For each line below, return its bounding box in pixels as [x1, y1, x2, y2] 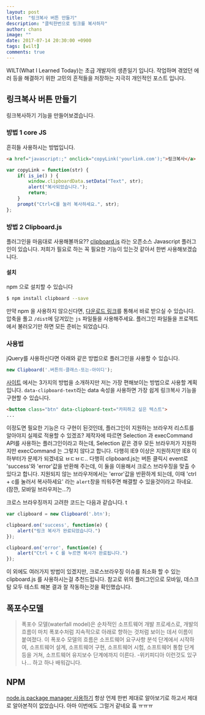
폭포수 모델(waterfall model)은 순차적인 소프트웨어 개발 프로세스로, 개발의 [21, 620, 199, 628]
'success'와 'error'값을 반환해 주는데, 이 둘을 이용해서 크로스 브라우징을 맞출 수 [6, 462, 196, 470]
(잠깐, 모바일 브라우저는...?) [6, 486, 72, 493]
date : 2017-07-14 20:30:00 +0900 [6, 38, 92, 44]
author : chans [6, 26, 43, 33]
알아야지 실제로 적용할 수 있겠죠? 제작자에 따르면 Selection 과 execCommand [6, 432, 193, 440]
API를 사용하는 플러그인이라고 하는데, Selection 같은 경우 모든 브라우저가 [6, 440, 181, 447]
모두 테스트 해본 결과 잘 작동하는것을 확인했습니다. [12, 583, 132, 591]
